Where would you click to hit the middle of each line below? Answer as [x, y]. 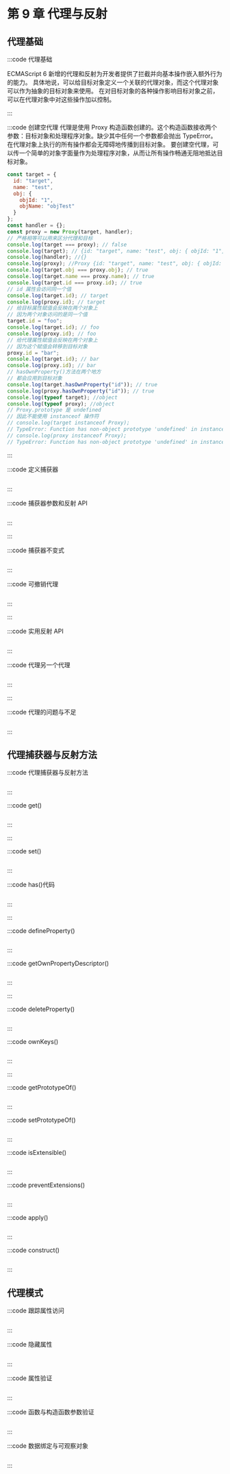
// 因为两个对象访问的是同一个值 [47, 315]
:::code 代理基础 [30, 59]
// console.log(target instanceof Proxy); [68, 423]
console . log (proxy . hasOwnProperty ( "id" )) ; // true [81, 391]
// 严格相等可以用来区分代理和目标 [50, 238]
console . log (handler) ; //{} [47, 258]
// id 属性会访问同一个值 [39, 289]
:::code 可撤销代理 [33, 584]
